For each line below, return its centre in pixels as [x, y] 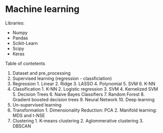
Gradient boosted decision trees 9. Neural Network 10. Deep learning [83, 99]
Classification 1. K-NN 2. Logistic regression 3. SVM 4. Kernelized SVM [85, 89]
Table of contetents [25, 63]
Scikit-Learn [25, 43]
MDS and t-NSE [28, 115]
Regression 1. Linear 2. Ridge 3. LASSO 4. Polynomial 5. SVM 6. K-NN [84, 84]
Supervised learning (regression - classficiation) [62, 78]
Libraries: [15, 23]
